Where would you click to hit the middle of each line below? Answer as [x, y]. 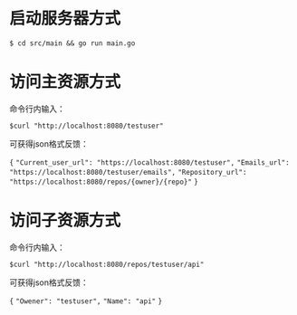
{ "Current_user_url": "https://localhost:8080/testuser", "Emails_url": [149, 162]
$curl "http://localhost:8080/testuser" [87, 126]
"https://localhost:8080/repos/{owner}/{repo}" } [104, 182]
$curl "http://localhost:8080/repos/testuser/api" [107, 264]
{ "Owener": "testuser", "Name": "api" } [86, 301]
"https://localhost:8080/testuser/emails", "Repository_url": [128, 172]
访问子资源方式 [65, 220]
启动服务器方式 [65, 19]
